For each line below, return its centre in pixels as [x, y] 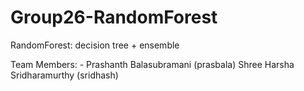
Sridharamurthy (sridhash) [64, 75]
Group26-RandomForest [114, 17]
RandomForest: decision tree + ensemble [95, 45]
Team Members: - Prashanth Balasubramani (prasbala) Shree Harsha [152, 64]
